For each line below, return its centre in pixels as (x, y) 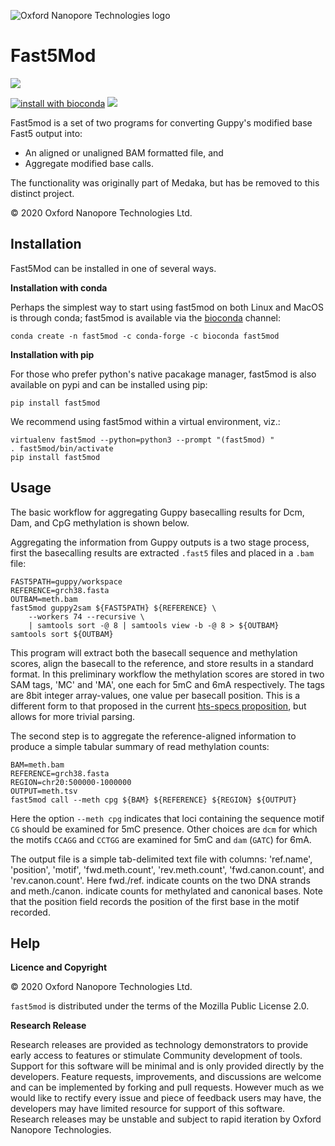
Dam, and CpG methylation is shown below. (100, 522)
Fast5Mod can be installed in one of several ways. (113, 268)
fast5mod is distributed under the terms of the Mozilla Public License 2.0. (160, 1006)
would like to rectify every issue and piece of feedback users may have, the (166, 1098)
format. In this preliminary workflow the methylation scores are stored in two (167, 674)
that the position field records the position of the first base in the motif (155, 901)
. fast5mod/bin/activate (62, 448)
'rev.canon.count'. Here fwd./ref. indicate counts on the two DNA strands (160, 880)
